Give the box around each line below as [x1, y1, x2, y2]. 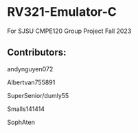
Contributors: [7, 47, 67, 58]
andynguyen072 [7, 64, 54, 73]
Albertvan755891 [7, 78, 56, 86]
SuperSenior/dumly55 [7, 91, 69, 99]
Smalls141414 [7, 104, 45, 113]
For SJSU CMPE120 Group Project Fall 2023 [7, 27, 132, 35]
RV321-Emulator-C [7, 4, 117, 20]
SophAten [7, 118, 36, 126]
